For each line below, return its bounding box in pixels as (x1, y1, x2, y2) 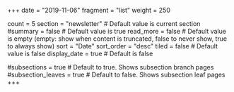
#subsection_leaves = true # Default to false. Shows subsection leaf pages (7, 70, 226, 79)
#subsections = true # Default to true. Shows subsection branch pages (7, 63, 214, 71)
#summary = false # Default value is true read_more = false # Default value (7, 27, 226, 35)
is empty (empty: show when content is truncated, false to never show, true (7, 34, 228, 43)
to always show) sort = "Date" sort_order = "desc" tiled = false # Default (7, 42, 218, 50)
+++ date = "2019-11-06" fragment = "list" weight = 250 (7, 6, 171, 14)
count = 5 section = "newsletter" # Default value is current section (7, 20, 201, 27)
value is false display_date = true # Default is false (7, 49, 153, 58)
